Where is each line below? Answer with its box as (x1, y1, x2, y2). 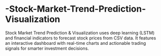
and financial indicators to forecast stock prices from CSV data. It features (5, 35, 157, 41)
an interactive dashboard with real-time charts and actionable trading (5, 40, 146, 46)
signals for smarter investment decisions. (5, 45, 89, 51)
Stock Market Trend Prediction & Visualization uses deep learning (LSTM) (5, 30, 155, 36)
